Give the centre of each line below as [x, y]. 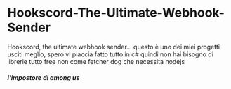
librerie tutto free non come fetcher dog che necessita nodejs [96, 61]
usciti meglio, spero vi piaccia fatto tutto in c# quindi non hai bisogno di [111, 54]
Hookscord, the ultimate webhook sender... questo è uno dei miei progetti [113, 47]
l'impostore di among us [44, 77]
